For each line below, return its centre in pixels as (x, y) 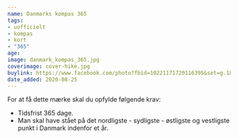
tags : (15, 20)
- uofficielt (27, 27)
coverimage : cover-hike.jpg (49, 66)
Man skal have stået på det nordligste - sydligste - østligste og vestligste (124, 121)
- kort (17, 40)
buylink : (20, 73)
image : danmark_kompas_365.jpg (53, 60)
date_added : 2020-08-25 (42, 79)
